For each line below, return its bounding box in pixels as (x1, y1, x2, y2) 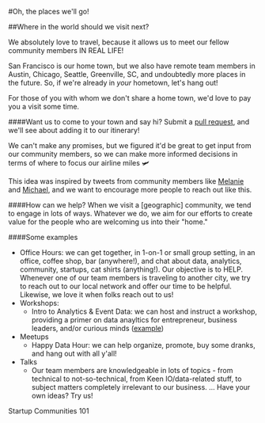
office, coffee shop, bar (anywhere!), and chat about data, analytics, (19, 257, 242, 265)
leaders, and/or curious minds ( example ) (31, 324, 165, 333)
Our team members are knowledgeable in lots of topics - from (31, 366, 233, 375)
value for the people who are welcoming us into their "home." (8, 217, 208, 227)
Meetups (19, 332, 49, 341)
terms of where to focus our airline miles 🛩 (8, 158, 150, 167)
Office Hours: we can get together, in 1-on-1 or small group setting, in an (19, 248, 256, 257)
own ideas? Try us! (31, 391, 93, 400)
